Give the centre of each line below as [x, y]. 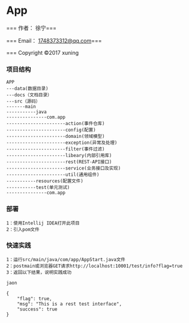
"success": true [37, 309]
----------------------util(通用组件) [53, 175]
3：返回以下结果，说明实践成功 [39, 272]
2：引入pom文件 [23, 229]
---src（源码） [23, 102]
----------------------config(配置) [51, 130]
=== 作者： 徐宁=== [31, 28]
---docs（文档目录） [29, 95]
